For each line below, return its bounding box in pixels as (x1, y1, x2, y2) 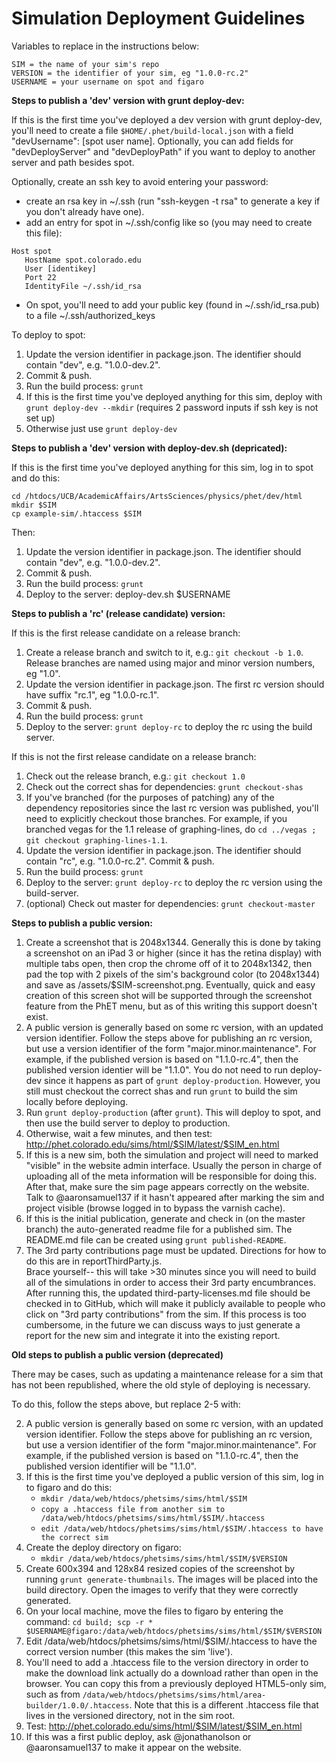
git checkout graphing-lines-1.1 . (25, 833, 168, 846)
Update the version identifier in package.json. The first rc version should (25, 678, 325, 690)
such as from (25, 1688, 81, 1700)
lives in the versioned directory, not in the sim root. (25, 1709, 236, 1721)
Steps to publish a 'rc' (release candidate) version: (11, 607, 226, 619)
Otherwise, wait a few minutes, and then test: (25, 1127, 213, 1139)
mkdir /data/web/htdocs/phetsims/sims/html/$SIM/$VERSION (40, 1553, 288, 1564)
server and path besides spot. (11, 156, 135, 168)
